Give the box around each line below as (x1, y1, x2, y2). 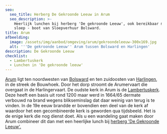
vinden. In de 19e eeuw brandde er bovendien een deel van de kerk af (5, 103, 149, 109)
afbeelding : (5, 35, 30, 40)
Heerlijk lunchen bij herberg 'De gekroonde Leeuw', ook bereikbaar (14, 21, 159, 26)
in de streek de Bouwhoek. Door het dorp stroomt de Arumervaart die (5, 81, 148, 87)
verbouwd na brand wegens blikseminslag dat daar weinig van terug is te (5, 97, 155, 103)
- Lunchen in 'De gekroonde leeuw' (9, 63, 83, 67)
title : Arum (5, 30, 30, 35)
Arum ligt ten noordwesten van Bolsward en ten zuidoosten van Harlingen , (5, 76, 158, 82)
